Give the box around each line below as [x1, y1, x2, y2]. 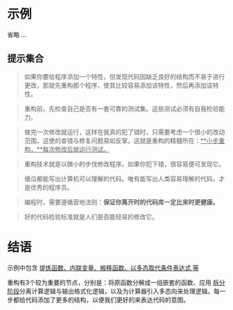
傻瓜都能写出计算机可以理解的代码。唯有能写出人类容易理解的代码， [24, 174, 219, 183]
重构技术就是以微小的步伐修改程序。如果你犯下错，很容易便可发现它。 [24, 160, 225, 168]
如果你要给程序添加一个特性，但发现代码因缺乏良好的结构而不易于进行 [24, 72, 225, 80]
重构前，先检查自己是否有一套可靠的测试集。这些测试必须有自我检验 [24, 104, 219, 113]
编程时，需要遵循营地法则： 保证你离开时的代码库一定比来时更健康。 [24, 198, 219, 206]
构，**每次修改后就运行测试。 [24, 145, 110, 153]
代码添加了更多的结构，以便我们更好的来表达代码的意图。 [25, 295, 189, 304]
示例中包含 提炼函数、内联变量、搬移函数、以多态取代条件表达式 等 [7, 264, 199, 272]
